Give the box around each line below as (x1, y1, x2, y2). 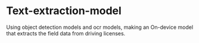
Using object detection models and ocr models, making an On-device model (6, 24, 194, 31)
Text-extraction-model (6, 4, 122, 18)
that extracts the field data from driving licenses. (6, 29, 126, 37)
